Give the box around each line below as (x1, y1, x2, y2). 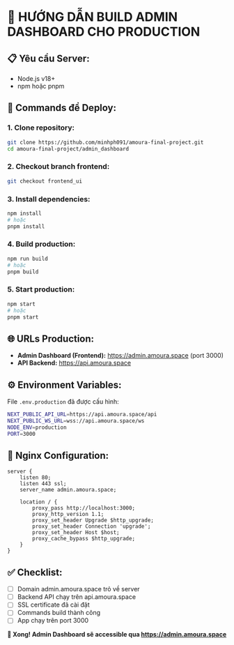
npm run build (7, 255, 49, 262)
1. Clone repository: (7, 123, 75, 132)
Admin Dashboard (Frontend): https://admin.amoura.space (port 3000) (17, 351, 224, 360)
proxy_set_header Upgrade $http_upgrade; (32, 517, 155, 524)
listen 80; (19, 474, 52, 481)
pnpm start (7, 313, 39, 321)
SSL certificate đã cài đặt (17, 600, 91, 609)
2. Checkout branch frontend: (7, 162, 110, 172)
